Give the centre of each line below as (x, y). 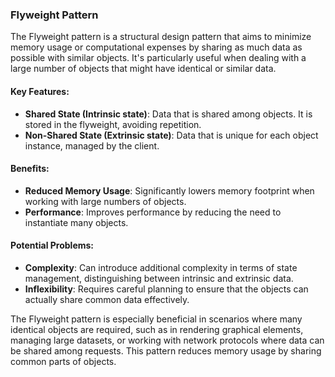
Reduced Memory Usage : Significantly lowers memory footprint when (169, 190)
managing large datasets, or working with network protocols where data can (167, 340)
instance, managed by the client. (92, 145)
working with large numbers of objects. (105, 201)
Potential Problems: (52, 245)
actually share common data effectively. (107, 299)
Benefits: (30, 169)
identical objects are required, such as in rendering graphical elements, (157, 329)
